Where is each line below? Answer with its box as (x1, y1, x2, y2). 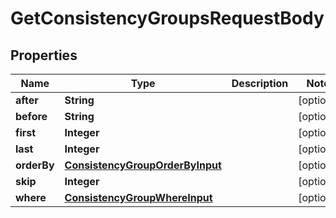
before (15, 110, 48, 123)
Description (231, 77, 289, 90)
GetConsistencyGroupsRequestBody (10, 7, 325, 30)
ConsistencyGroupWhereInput (64, 191, 213, 204)
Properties (10, 47, 78, 64)
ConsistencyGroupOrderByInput (64, 158, 222, 172)
